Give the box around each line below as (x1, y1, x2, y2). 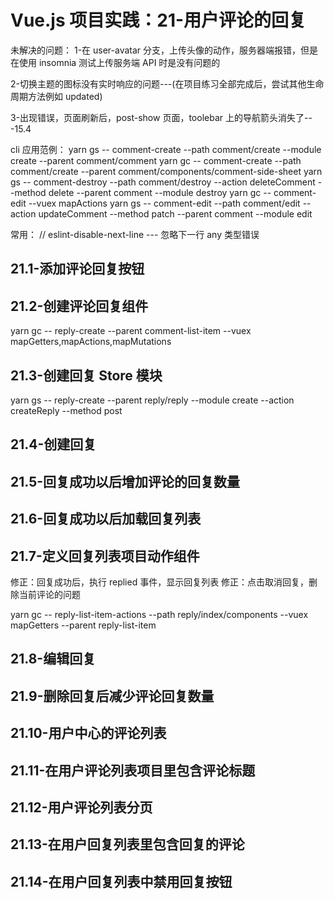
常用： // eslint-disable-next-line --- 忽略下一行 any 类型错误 (10, 228, 260, 240)
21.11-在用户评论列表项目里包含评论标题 (10, 762, 256, 779)
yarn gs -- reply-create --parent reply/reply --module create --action (10, 394, 295, 406)
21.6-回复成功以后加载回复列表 (10, 511, 202, 528)
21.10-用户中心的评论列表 (10, 725, 167, 742)
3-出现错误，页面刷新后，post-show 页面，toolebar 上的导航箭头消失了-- (10, 111, 313, 123)
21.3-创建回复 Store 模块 (10, 367, 163, 384)
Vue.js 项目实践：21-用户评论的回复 (10, 9, 307, 32)
